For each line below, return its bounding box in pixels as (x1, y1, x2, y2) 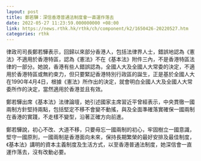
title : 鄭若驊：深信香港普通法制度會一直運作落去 (6, 14, 114, 20)
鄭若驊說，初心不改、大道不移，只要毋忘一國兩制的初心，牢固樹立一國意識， (6, 126, 195, 133)
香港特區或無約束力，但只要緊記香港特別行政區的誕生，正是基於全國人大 (16, 71, 195, 78)
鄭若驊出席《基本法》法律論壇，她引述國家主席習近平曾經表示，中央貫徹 (6, 98, 184, 105)
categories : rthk (6, 31, 50, 37)
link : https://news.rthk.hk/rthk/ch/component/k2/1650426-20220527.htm (6, 25, 188, 32)
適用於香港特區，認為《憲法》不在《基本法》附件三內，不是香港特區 (22, 56, 190, 63)
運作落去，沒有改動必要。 (6, 148, 69, 156)
